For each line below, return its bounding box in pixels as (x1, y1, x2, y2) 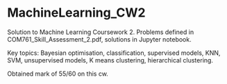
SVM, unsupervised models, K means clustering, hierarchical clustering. (7, 56, 214, 64)
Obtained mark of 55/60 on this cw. (7, 69, 109, 78)
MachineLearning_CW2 (7, 5, 146, 21)
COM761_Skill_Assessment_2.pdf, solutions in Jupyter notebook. (7, 35, 192, 43)
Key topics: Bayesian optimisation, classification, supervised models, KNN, (7, 49, 221, 57)
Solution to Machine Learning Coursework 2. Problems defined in (7, 28, 194, 36)
